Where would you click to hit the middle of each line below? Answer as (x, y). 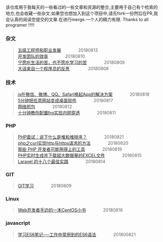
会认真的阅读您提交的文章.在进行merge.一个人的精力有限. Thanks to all (77, 19)
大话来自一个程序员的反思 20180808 (63, 69)
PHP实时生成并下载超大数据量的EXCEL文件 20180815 (80, 155)
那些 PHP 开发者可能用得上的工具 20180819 (70, 149)
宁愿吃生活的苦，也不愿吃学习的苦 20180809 (71, 62)
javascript (18, 223)
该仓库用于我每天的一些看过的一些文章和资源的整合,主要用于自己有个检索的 (82, 7)
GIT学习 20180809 (45, 186)
